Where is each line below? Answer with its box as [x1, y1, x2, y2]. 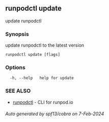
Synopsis [5, 30, 29, 37]
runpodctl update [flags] [5, 52, 60, 57]
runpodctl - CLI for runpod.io [12, 99, 73, 105]
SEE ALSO [5, 87, 31, 94]
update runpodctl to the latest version [5, 42, 85, 48]
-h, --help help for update [10, 75, 74, 81]
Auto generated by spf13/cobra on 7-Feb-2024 [5, 111, 104, 117]
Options [5, 64, 25, 71]
